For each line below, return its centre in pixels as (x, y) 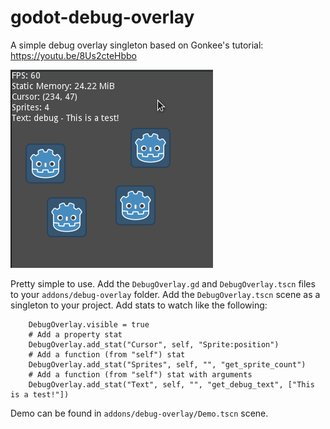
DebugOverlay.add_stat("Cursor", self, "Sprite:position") (154, 344)
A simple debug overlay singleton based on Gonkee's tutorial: (137, 45)
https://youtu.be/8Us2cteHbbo (74, 55)
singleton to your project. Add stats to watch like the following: (139, 305)
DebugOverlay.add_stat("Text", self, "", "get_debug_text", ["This (171, 384)
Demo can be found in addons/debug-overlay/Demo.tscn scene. (139, 413)
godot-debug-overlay (102, 17)
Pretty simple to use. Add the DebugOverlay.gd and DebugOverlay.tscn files (163, 283)
